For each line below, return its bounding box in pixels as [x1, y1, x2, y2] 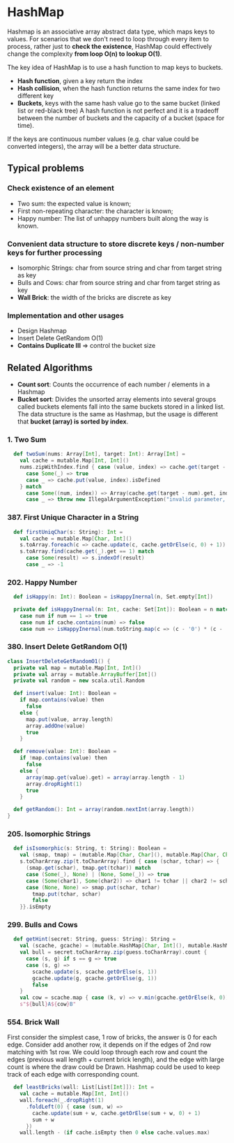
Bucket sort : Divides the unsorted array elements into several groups [17, 395, 217, 404]
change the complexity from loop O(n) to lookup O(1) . [7, 50, 162, 58]
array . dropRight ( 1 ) [25, 780, 82, 787]
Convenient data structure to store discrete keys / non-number [7, 239, 225, 249]
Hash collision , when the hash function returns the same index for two [17, 84, 221, 92]
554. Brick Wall [7, 1017, 60, 1027]
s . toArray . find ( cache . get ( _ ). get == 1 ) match [19, 548, 155, 555]
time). [17, 121, 35, 129]
